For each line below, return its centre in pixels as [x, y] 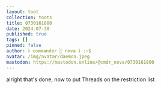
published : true [26, 34]
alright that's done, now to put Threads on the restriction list [80, 79]
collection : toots [29, 17]
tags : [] [17, 40]
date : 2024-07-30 [28, 29]
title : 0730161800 [29, 23]
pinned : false [24, 46]
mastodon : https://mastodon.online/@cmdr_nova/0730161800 [80, 62]
